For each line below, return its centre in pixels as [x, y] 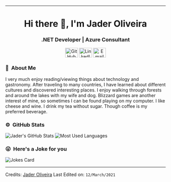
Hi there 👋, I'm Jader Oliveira [85, 24]
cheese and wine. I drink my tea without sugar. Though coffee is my [76, 106]
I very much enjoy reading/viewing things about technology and [72, 79]
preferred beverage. [26, 111]
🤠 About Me [21, 68]
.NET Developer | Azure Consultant [85, 40]
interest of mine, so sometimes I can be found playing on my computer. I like [85, 101]
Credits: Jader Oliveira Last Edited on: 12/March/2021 [60, 175]
